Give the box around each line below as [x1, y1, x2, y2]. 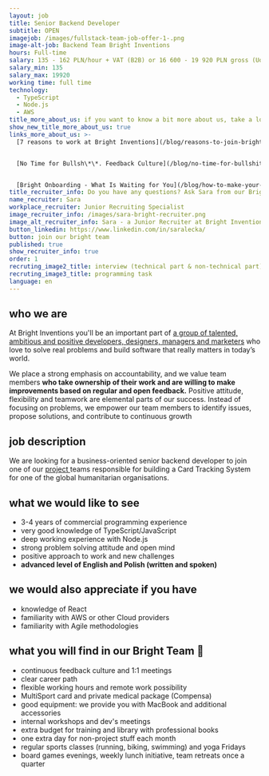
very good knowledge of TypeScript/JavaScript [20, 526, 176, 535]
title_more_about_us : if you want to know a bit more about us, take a [9, 116, 252, 124]
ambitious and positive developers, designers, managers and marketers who [9, 336, 261, 346]
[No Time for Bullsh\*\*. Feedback [16, 159, 135, 168]
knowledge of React [20, 604, 87, 614]
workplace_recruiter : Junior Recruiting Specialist [9, 203, 184, 212]
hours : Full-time [9, 49, 67, 57]
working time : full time [9, 78, 92, 86]
